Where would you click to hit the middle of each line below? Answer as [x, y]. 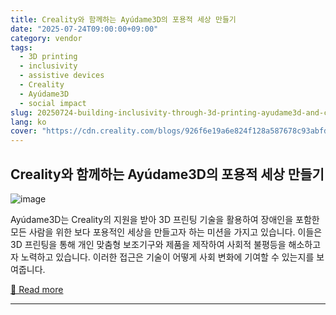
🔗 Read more [37, 289]
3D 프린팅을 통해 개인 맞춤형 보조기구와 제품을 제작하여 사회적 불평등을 [148, 244]
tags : [21, 47]
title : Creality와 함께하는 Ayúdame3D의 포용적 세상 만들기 [123, 19]
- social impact [53, 103]
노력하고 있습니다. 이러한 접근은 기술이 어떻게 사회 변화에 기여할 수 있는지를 [167, 257]
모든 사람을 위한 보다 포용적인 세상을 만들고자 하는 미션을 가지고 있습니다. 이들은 [166, 232]
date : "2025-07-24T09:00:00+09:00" [84, 29]
